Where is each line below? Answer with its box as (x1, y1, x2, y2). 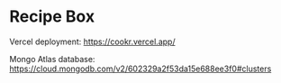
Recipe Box (9, 6, 95, 27)
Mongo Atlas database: (9, 53, 95, 64)
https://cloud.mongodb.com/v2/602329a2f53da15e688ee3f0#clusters (9, 63, 272, 74)
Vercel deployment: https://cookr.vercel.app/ (9, 36, 176, 47)
